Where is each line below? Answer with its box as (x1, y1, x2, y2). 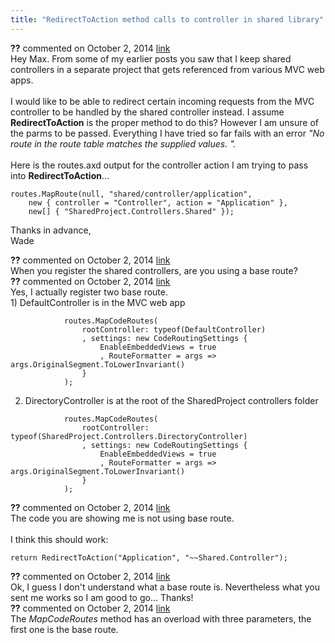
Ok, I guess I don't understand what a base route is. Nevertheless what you (10, 581, 321, 593)
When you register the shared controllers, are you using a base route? (10, 264, 298, 276)
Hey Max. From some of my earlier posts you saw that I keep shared (10, 52, 292, 65)
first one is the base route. (10, 623, 119, 635)
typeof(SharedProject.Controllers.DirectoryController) (10, 431, 248, 441)
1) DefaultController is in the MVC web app (10, 296, 186, 308)
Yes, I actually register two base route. (10, 286, 168, 298)
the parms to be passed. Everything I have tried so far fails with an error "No (10, 127, 325, 139)
